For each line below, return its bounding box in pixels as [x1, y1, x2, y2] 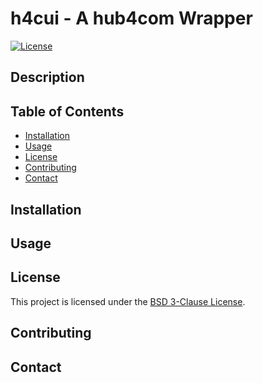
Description [10, 69, 85, 86]
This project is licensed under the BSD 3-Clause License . [10, 295, 246, 307]
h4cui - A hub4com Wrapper [10, 7, 253, 30]
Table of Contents [10, 103, 125, 120]
